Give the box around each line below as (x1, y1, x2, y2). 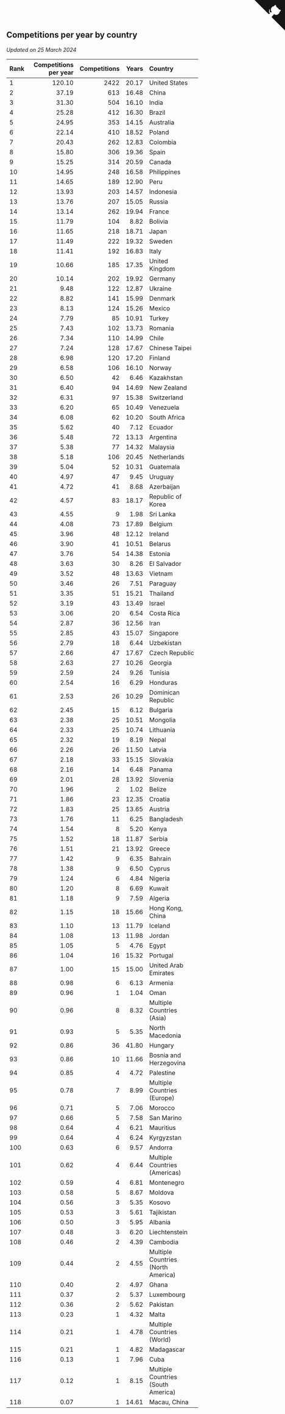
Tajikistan (149, 1208, 177, 1216)
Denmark (149, 294, 175, 302)
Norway (149, 363, 172, 372)
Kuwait (149, 884, 169, 893)
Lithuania (149, 726, 175, 734)
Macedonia (149, 1031, 181, 1040)
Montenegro (149, 1178, 185, 1187)
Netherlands (149, 452, 185, 461)
